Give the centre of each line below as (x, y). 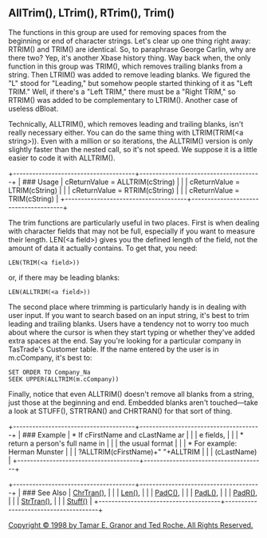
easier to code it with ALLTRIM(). (62, 158)
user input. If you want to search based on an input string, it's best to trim (129, 315)
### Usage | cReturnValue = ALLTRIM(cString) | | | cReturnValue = (132, 182)
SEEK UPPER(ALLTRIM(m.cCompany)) (64, 379)
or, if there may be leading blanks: (64, 277)
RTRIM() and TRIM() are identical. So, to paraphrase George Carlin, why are (132, 49)
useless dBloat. (33, 108)
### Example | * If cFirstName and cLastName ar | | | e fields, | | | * (133, 434)
